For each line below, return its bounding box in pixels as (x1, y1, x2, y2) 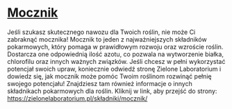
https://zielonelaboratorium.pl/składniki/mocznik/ (7, 94, 148, 102)
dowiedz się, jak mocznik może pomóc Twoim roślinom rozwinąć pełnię (7, 72, 212, 81)
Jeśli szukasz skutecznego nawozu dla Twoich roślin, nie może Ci (7, 28, 196, 36)
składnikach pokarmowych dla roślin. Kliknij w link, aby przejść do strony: (7, 87, 217, 95)
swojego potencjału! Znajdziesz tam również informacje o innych (7, 79, 192, 87)
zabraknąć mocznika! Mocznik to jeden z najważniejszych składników (7, 35, 207, 43)
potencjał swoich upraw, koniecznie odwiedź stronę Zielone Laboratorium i (7, 65, 222, 73)
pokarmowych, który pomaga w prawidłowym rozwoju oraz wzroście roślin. (7, 42, 224, 51)
